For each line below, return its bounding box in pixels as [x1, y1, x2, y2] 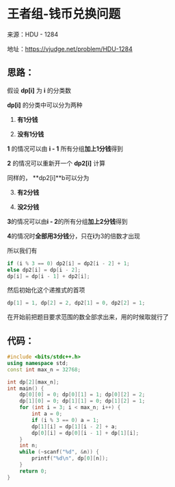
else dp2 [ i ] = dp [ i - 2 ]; [7, 266, 81, 273]
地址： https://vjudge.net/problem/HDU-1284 [7, 45, 133, 53]
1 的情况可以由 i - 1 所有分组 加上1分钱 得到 [7, 145, 123, 153]
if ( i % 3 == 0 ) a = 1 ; [31, 416, 99, 423]
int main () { [7, 385, 44, 392]
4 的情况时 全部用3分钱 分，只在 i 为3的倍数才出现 [7, 232, 140, 240]
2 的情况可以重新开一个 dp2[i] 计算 [7, 159, 106, 167]
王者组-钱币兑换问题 [7, 6, 121, 22]
